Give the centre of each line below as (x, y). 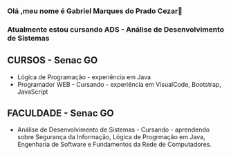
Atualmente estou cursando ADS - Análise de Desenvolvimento (116, 29)
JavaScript (33, 92)
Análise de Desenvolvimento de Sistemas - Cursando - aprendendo (113, 130)
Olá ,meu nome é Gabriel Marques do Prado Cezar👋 (95, 11)
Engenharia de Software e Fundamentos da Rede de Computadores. (114, 145)
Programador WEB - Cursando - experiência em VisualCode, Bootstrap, (119, 84)
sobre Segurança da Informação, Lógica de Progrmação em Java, (111, 137)
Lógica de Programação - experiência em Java (84, 77)
